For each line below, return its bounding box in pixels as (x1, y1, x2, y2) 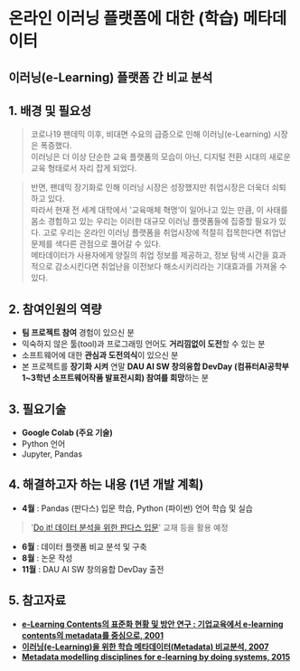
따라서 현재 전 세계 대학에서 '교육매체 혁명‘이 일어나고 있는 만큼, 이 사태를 (30, 204, 288, 215)
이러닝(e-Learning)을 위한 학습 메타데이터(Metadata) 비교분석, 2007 (21, 641, 269, 652)
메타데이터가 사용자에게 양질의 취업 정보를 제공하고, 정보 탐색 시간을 (30, 250, 270, 260)
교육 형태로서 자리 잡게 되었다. (30, 163, 137, 174)
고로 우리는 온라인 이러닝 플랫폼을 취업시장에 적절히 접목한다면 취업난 (42, 227, 286, 238)
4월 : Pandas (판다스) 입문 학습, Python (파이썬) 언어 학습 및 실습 (21, 503, 254, 514)
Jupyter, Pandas (21, 449, 83, 459)
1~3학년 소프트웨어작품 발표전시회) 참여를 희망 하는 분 (21, 373, 210, 383)
